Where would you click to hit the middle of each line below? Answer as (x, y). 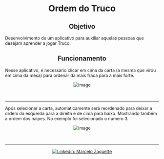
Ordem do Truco (82, 9)
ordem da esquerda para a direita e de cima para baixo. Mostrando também (81, 113)
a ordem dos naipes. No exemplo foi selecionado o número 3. (67, 118)
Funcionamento (82, 59)
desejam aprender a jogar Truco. (38, 43)
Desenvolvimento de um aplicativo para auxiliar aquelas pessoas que (74, 38)
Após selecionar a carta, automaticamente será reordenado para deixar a (79, 108)
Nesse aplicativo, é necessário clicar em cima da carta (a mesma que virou (81, 70)
